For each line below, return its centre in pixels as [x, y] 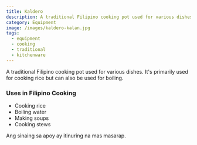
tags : [13, 33]
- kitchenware [28, 55]
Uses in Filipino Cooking [41, 93]
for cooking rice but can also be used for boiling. [65, 78]
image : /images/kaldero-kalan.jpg [48, 28]
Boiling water [30, 112]
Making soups [32, 118]
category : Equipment [31, 22]
